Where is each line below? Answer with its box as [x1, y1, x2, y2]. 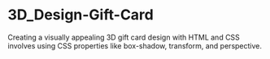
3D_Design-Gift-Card [7, 6, 154, 24]
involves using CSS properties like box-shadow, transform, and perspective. [7, 40, 262, 50]
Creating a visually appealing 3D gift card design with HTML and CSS [7, 32, 241, 42]
